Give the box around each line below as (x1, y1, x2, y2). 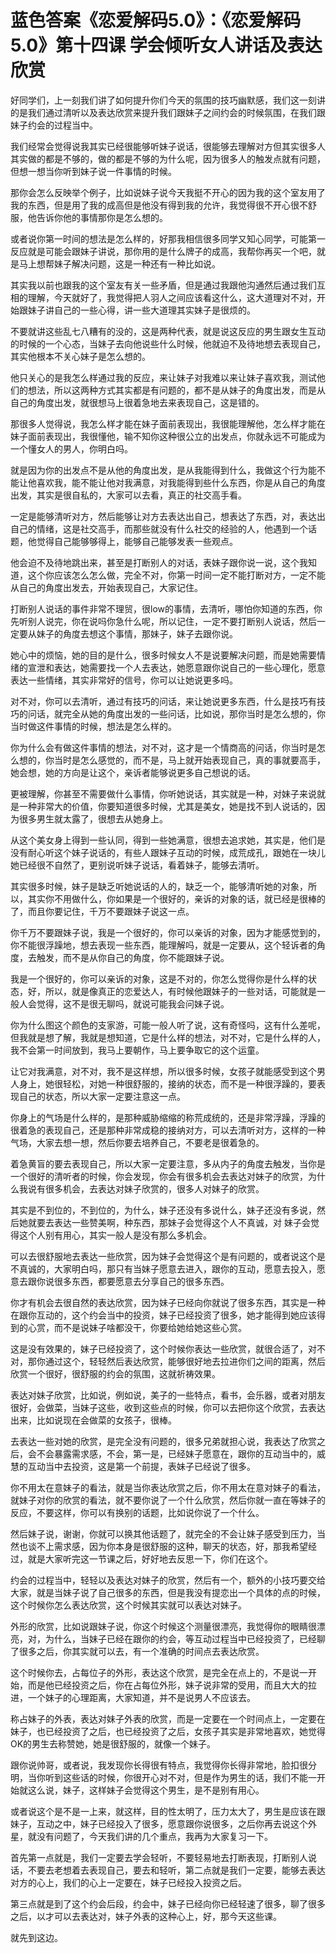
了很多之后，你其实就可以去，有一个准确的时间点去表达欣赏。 (10, 1645, 265, 1657)
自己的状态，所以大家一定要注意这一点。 (18, 1090, 186, 1102)
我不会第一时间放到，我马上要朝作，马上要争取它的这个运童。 (10, 1044, 265, 1056)
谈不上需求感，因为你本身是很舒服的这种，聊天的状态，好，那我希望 (27, 1540, 308, 1552)
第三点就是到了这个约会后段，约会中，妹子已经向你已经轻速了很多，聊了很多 (10, 1897, 326, 1910)
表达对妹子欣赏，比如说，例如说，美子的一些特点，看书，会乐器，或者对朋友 (10, 1389, 326, 1401)
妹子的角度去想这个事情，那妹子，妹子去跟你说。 (36, 627, 238, 640)
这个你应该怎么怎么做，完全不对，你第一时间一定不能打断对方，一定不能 (27, 569, 326, 581)
